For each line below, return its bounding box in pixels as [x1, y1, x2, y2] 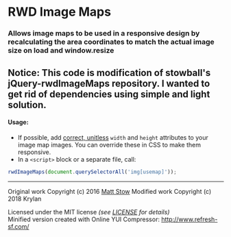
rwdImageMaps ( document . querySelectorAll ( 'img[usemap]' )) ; [8, 169, 177, 175]
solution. [8, 99, 47, 110]
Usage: [8, 118, 29, 127]
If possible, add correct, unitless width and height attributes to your [17, 133, 208, 141]
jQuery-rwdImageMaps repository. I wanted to [8, 77, 210, 89]
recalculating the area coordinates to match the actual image [8, 37, 215, 47]
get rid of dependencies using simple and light [8, 88, 210, 100]
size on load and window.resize [8, 46, 114, 55]
